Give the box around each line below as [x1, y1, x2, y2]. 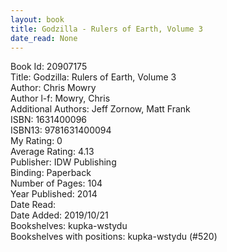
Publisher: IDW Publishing [10, 156, 117, 168]
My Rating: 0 [10, 135, 63, 147]
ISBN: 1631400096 [10, 114, 88, 126]
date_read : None [10, 33, 78, 43]
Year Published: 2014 [10, 188, 98, 200]
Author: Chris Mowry [10, 82, 97, 94]
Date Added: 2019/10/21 [10, 209, 109, 221]
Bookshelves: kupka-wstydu [10, 220, 128, 232]
